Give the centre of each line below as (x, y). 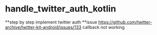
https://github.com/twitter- (125, 22)
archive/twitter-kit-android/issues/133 (43, 27)
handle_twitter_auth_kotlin (61, 9)
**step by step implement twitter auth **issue (51, 22)
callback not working (104, 27)
